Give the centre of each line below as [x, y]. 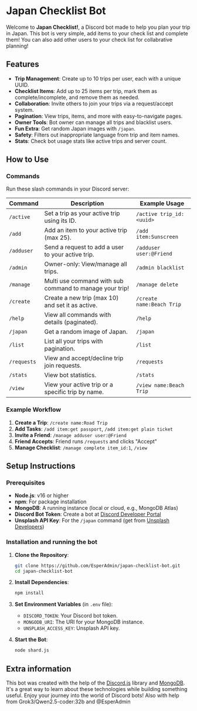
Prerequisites [26, 483]
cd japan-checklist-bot [44, 571]
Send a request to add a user [84, 247]
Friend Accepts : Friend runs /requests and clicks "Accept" [86, 441]
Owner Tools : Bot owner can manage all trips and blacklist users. [94, 122]
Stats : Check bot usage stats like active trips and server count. [91, 141]
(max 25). [58, 238]
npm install [29, 593]
